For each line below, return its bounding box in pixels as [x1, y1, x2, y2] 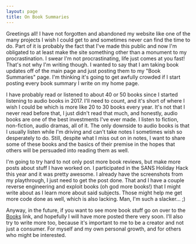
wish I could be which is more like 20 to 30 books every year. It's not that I [6, 103, 185, 110]
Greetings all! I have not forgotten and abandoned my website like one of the [6, 30, 191, 37]
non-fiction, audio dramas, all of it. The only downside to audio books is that [6, 122, 190, 129]
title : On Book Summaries [6, 14, 69, 20]
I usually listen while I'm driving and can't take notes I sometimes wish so [6, 128, 183, 135]
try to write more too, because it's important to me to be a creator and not [6, 219, 184, 226]
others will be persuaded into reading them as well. [6, 147, 130, 154]
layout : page [6, 8, 38, 15]
